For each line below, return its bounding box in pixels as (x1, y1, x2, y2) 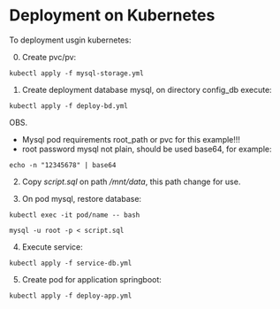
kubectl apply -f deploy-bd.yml (9, 101, 128, 111)
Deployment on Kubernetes (9, 5, 216, 26)
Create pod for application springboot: (21, 274, 162, 284)
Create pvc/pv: (21, 51, 77, 62)
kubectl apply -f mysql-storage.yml (9, 68, 144, 78)
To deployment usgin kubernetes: (9, 35, 132, 45)
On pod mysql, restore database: (21, 193, 142, 204)
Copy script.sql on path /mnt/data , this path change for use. (21, 176, 241, 187)
